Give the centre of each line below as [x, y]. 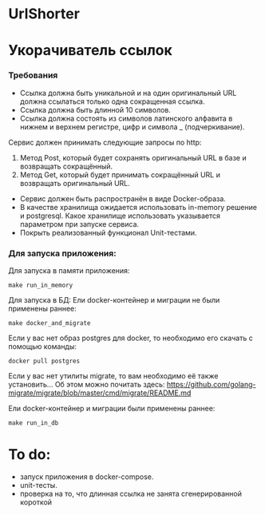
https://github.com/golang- [211, 384]
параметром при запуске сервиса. [79, 224]
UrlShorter [44, 14]
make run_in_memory [41, 285]
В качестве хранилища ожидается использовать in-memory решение [138, 207]
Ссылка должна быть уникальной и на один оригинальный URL [128, 93]
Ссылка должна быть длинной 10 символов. [95, 109]
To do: [30, 455]
